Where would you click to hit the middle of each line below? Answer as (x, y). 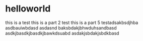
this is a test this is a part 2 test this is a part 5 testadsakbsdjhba (72, 22)
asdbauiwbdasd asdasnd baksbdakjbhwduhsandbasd (61, 27)
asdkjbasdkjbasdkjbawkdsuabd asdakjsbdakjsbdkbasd (62, 33)
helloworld (28, 9)
